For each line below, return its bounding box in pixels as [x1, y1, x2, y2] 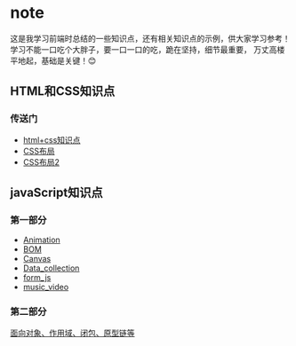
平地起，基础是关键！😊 [10, 55, 97, 66]
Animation [22, 234, 60, 246]
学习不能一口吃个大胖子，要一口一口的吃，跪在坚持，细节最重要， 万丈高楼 [10, 43, 285, 55]
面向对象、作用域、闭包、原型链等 [10, 327, 135, 338]
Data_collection [22, 263, 80, 273]
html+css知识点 [22, 134, 81, 145]
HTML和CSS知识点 [10, 83, 116, 99]
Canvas [22, 254, 52, 264]
